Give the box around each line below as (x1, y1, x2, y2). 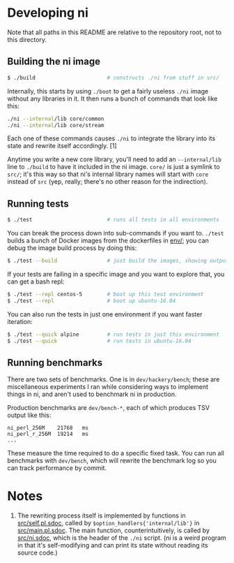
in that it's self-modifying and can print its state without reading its (17, 541, 208, 550)
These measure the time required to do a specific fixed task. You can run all (7, 449, 224, 458)
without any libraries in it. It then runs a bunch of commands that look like (7, 94, 218, 103)
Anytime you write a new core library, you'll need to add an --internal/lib (7, 155, 221, 163)
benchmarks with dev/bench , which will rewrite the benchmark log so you (7, 456, 217, 465)
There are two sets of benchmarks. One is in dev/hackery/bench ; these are (7, 375, 220, 383)
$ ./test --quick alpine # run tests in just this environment (7, 330, 219, 338)
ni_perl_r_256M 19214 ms (7, 431, 89, 438)
